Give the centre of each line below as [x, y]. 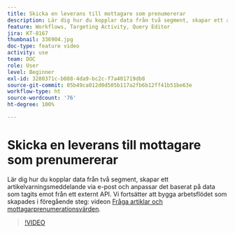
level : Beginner [31, 72]
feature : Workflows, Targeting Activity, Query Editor [89, 27]
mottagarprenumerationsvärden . [54, 209]
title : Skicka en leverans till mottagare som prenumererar [97, 14]
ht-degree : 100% [31, 105]
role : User [23, 66]
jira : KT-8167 [28, 33]
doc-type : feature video [43, 46]
